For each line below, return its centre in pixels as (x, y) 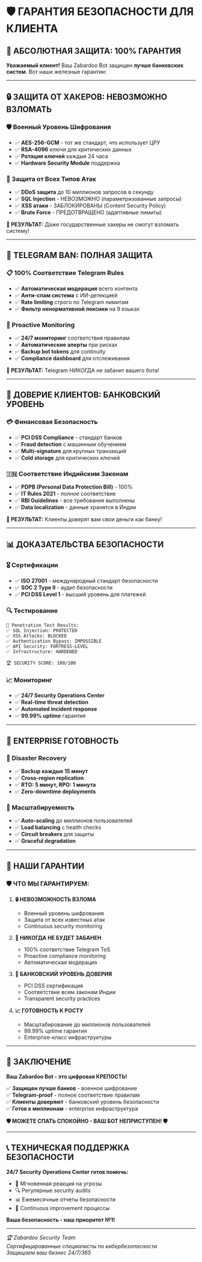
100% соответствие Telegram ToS (67, 949)
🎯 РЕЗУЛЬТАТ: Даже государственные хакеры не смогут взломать (93, 224)
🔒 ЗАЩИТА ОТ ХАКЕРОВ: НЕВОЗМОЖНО (87, 97)
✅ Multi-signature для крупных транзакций (70, 451)
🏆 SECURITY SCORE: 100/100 (41, 663)
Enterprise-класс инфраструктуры (68, 1037)
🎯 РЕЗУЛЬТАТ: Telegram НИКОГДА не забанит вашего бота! (83, 370)
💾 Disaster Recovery (37, 758)
